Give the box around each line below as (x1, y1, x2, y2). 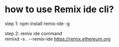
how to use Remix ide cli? (5, 4, 114, 15)
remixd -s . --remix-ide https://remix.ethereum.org (5, 36, 111, 42)
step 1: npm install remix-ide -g (5, 20, 70, 27)
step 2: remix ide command (5, 30, 62, 36)
